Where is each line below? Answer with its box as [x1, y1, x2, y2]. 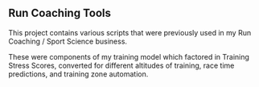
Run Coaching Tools [8, 6, 111, 20]
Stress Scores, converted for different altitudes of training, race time [8, 60, 235, 70]
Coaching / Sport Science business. [8, 36, 127, 46]
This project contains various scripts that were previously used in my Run [8, 27, 252, 37]
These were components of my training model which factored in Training [8, 52, 249, 61]
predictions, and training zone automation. [8, 68, 149, 79]
